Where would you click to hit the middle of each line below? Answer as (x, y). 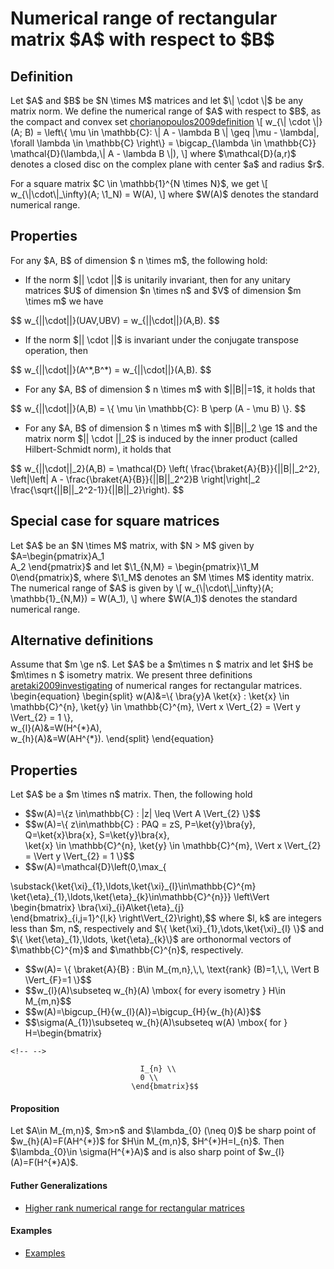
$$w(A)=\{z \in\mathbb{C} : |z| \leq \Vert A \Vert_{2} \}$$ (142, 814)
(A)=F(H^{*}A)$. (44, 1163)
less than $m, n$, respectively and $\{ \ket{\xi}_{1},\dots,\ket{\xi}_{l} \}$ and (167, 929)
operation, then (56, 350)
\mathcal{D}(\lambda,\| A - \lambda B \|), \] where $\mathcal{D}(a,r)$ (153, 153)
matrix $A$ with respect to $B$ (142, 39)
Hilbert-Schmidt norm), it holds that (98, 449)
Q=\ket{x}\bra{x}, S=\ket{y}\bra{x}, (97, 835)
